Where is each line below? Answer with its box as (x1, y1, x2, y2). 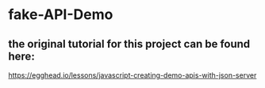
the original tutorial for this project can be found (8, 37, 251, 51)
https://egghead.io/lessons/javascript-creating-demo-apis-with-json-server (8, 71, 257, 80)
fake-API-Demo (8, 6, 113, 24)
